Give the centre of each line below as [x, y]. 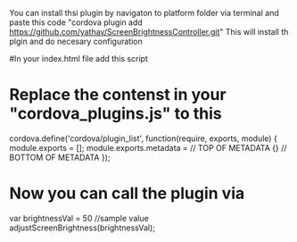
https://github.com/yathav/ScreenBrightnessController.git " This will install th [149, 32]
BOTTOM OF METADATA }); [60, 157]
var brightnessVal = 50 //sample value [79, 218]
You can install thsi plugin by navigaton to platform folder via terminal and [144, 13]
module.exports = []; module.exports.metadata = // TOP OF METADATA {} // [148, 147]
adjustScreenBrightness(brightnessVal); [82, 228]
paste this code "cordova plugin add [76, 22]
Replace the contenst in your [118, 95]
